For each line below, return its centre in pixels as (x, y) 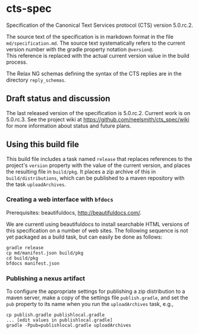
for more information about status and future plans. (69, 126)
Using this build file (42, 145)
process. (17, 62)
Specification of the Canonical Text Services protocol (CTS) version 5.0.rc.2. (100, 25)
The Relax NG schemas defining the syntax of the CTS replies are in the (94, 73)
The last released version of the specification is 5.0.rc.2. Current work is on (98, 113)
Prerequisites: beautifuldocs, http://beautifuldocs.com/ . (74, 212)
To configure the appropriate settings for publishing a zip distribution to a (96, 292)
